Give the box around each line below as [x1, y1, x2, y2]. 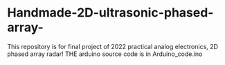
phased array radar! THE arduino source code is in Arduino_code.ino [7, 50, 203, 58]
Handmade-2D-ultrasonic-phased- [7, 5, 214, 21]
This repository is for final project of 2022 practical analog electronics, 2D [7, 42, 218, 50]
